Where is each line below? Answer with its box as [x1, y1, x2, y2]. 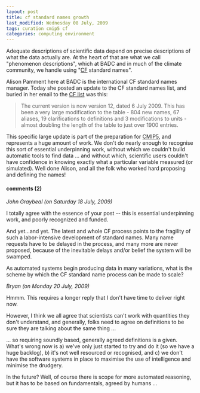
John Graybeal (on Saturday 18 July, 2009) [6, 198, 113, 205]
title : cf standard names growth [6, 14, 90, 20]
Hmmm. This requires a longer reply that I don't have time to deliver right [6, 294, 185, 301]
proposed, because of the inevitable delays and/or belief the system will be [6, 246, 192, 254]
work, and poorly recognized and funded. [6, 216, 109, 223]
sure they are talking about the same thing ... [6, 325, 116, 332]
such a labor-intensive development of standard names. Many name [6, 234, 174, 241]
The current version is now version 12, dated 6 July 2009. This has [20, 102, 185, 109]
